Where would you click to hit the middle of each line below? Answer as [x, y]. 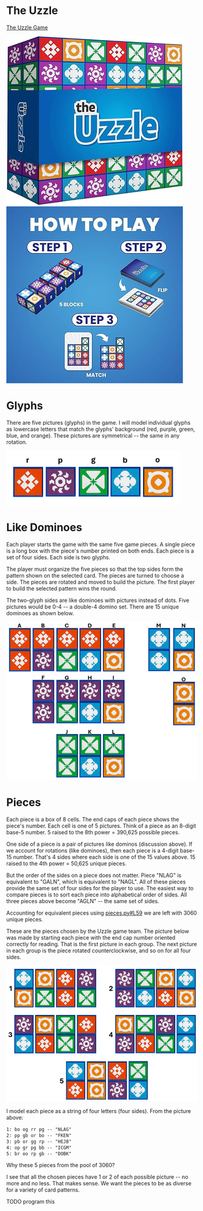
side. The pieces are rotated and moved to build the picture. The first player [101, 582]
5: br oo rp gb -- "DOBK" [39, 1154]
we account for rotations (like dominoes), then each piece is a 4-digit [92, 850]
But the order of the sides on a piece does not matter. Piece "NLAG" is [94, 875]
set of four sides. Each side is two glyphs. [58, 557]
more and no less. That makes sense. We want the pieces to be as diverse [99, 1183]
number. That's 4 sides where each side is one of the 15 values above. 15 [104, 857]
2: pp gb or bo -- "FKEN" [39, 1136]
